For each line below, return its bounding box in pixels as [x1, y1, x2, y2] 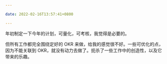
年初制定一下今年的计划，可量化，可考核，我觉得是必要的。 [5, 30, 130, 36]
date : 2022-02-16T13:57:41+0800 [5, 11, 73, 16]
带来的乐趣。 [5, 53, 32, 59]
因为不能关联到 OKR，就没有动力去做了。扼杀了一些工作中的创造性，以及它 [5, 47, 162, 53]
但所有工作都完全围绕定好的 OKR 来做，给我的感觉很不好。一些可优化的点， [5, 41, 163, 47]
